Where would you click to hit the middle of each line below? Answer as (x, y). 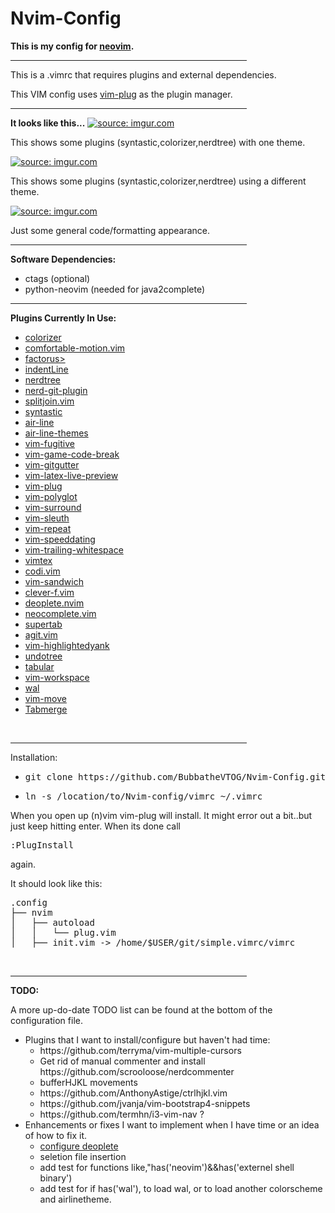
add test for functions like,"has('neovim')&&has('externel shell (167, 1167)
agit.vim (41, 634)
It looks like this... (48, 123)
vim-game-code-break (72, 454)
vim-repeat (48, 528)
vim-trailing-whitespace (74, 549)
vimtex (38, 560)
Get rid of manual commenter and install (122, 1061)
